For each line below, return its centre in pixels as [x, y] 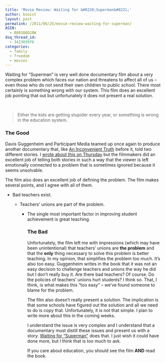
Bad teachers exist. [32, 194]
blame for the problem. [51, 290]
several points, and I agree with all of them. [49, 185]
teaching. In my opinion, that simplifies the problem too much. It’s [94, 258]
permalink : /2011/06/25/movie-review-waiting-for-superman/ [69, 24]
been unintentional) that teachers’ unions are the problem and [91, 248]
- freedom [20, 56]
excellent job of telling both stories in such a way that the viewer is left [77, 160]
